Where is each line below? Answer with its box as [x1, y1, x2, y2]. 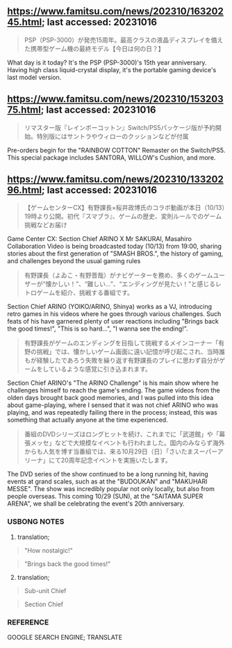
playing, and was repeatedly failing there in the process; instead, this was [7, 408, 217, 417]
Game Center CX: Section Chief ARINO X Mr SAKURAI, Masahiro [7, 235, 192, 243]
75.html [7, 104, 42, 116]
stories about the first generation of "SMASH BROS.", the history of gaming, [7, 249, 224, 258]
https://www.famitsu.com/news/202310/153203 [7, 93, 224, 105]
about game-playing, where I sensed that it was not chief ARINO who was [7, 401, 219, 409]
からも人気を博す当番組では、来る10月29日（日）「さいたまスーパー [24, 447, 217, 456]
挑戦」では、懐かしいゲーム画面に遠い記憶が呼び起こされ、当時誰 [36, 347, 226, 356]
